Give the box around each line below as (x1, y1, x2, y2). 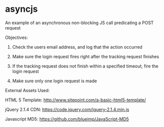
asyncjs (5, 3, 38, 15)
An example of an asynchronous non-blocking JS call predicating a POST (5, 20, 154, 26)
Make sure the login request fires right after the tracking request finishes (12, 53, 160, 60)
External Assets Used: (5, 87, 50, 93)
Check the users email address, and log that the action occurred (12, 44, 142, 50)
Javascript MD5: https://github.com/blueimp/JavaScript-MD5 (5, 116, 129, 122)
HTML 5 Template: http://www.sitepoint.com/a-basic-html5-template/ (5, 97, 146, 103)
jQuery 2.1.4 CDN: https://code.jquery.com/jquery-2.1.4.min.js (5, 106, 129, 112)
